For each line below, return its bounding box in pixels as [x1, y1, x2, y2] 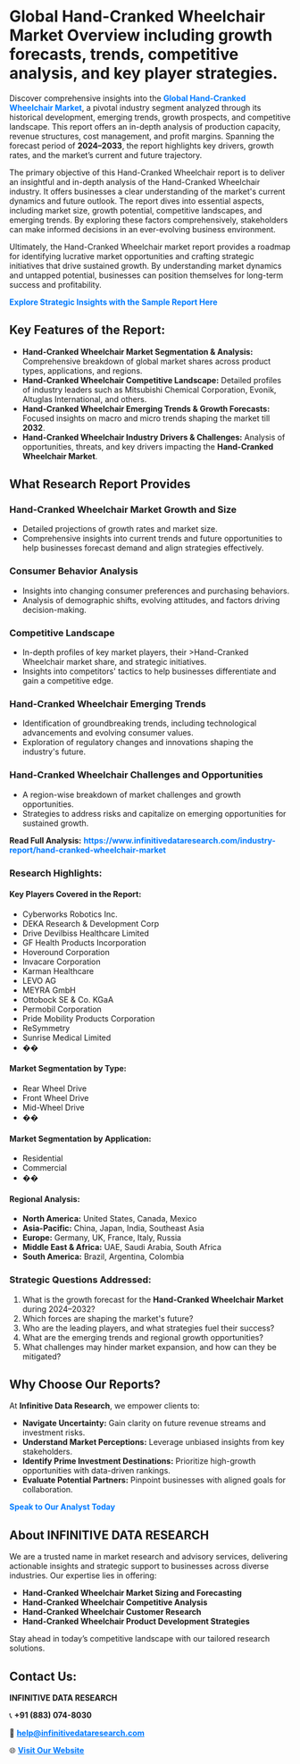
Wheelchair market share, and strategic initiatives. [21, 657, 207, 668]
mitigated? [21, 1351, 62, 1362]
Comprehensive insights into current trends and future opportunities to [21, 533, 283, 544]
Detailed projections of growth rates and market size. [21, 524, 218, 534]
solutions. [9, 1642, 46, 1654]
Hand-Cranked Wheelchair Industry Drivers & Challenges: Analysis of [21, 432, 286, 442]
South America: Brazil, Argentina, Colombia [21, 1251, 185, 1262]
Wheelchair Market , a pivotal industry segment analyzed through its [9, 102, 262, 113]
